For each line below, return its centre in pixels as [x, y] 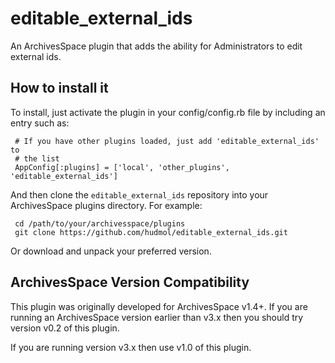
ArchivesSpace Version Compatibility [130, 282]
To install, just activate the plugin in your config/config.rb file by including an [168, 112]
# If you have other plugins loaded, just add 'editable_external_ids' [167, 141]
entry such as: [40, 123]
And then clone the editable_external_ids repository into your [139, 194]
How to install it [59, 88]
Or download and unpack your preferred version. [111, 251]
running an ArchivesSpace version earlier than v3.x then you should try [157, 317]
